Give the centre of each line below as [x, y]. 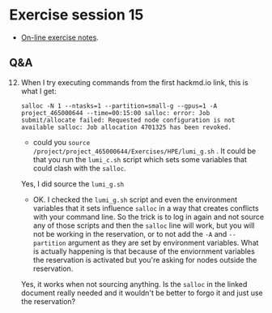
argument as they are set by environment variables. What [163, 242]
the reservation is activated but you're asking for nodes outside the [145, 259]
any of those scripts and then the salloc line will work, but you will [144, 225]
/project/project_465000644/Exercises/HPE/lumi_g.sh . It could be [144, 151]
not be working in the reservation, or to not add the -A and [130, 234]
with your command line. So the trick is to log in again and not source [149, 217]
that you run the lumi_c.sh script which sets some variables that [140, 159]
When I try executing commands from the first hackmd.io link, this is [135, 82]
